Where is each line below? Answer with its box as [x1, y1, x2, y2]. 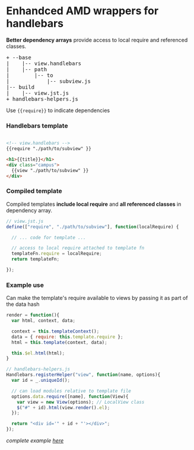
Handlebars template [6, 122, 68, 130]
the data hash [6, 301, 40, 308]
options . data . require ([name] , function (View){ [11, 393, 129, 400]
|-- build [6, 84, 34, 90]
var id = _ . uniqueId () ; [11, 378, 70, 384]
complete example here [6, 437, 64, 444]
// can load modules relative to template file [11, 388, 132, 394]
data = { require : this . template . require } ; [11, 334, 123, 340]
